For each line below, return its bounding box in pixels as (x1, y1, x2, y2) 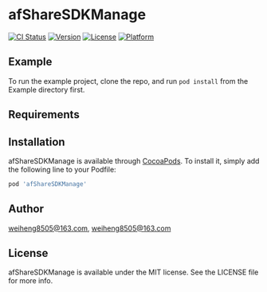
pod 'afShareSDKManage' (8, 180, 88, 188)
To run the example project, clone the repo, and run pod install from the (8, 76, 249, 85)
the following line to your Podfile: (8, 164, 117, 174)
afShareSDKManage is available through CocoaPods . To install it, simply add (8, 156, 260, 165)
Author (8, 202, 44, 216)
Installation (8, 135, 65, 148)
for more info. (8, 276, 53, 286)
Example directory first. (8, 85, 85, 94)
